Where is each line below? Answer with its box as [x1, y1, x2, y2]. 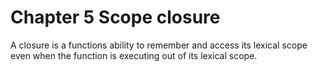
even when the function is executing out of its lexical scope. [10, 49, 258, 61]
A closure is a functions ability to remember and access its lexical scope [10, 39, 308, 51]
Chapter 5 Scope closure [10, 6, 221, 29]
